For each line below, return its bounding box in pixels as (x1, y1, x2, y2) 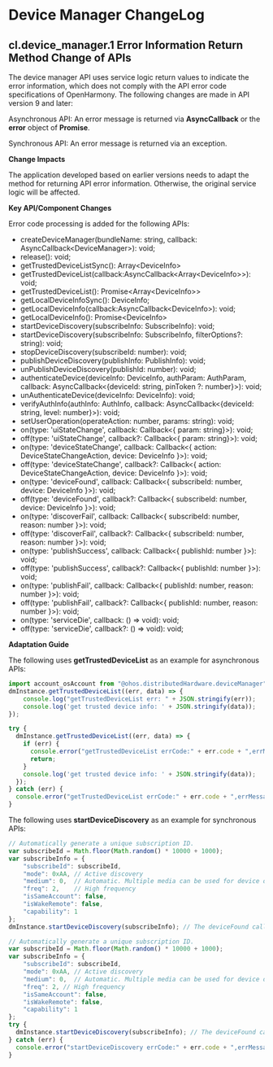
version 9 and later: (8, 98, 73, 107)
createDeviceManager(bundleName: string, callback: (19, 234, 197, 244)
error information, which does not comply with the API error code (8, 81, 227, 90)
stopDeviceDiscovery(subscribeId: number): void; (19, 348, 187, 356)
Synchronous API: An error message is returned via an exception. (8, 138, 227, 148)
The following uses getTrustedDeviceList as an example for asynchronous (8, 655, 260, 665)
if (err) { (23, 740, 60, 748)
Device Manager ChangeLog (8, 6, 205, 24)
